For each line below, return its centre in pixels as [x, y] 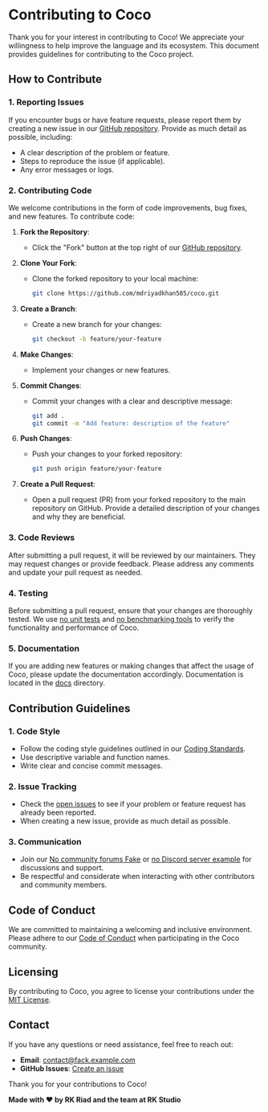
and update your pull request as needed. [75, 572]
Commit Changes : [51, 385]
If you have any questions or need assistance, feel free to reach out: [121, 1044]
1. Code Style [35, 731]
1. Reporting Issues [46, 102]
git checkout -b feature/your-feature [97, 339]
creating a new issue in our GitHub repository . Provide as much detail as [128, 128]
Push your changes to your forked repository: [107, 454]
